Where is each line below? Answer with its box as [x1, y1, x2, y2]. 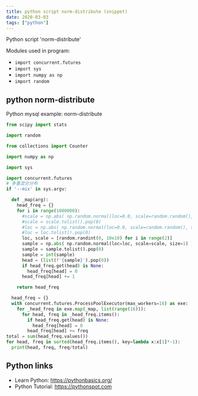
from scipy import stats [6, 122, 67, 128]
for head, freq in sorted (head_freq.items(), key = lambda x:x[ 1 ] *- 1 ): [6, 339, 181, 345]
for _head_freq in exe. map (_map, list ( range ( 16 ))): [16, 306, 146, 312]
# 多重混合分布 [6, 181, 38, 187]
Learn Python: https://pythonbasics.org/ [14, 376, 113, 384]
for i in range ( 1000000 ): [16, 207, 81, 213]
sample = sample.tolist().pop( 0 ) [21, 246, 104, 252]
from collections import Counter [6, 143, 88, 149]
